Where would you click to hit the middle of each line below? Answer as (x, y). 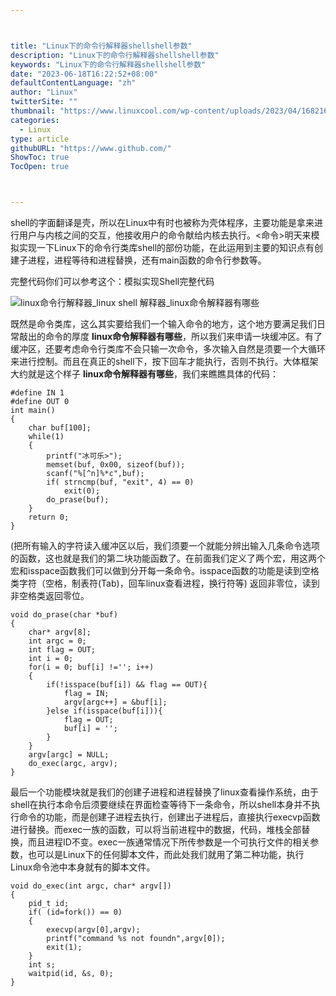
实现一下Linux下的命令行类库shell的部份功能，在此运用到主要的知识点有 (166, 247)
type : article (40, 139)
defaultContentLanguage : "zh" (73, 83)
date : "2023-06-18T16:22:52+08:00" (84, 74)
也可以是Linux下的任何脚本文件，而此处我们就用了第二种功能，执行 (166, 854)
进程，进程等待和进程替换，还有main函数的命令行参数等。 (147, 260)
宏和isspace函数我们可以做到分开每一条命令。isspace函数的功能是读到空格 (165, 570)
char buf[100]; (60, 428)
